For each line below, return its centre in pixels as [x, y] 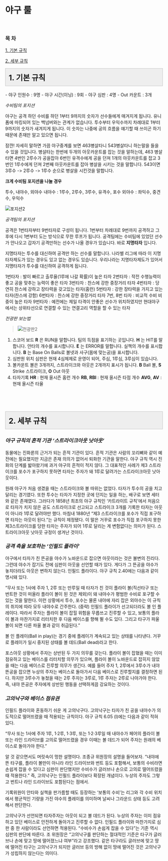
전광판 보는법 [18, 318]
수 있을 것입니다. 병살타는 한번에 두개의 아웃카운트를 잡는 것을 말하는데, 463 [79, 152]
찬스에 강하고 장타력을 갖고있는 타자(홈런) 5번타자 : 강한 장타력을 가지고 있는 [88, 289]
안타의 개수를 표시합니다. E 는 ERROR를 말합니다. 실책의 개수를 [88, 346]
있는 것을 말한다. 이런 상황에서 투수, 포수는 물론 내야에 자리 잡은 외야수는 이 [78, 600]
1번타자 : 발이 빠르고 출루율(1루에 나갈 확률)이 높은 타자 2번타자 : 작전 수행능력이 [83, 277]
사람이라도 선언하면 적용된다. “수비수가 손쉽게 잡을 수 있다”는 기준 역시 [89, 828]
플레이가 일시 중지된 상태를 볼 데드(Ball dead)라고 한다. [64, 642]
